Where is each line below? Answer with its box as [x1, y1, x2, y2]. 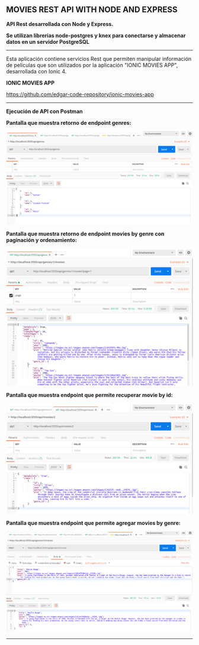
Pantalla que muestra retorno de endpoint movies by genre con [6, 230, 165, 237]
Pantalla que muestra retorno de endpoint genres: [6, 119, 131, 126]
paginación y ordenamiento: [6, 236, 77, 243]
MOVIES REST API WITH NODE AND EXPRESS [6, 5, 178, 15]
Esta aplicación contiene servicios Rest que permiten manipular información [6, 55, 192, 62]
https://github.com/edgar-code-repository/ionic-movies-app [6, 91, 154, 98]
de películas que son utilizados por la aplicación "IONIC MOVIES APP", [6, 62, 178, 69]
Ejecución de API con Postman [6, 108, 83, 115]
